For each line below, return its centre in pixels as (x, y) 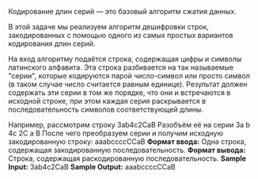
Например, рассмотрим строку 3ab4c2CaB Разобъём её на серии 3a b (129, 125)
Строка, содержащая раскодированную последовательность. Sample (127, 158)
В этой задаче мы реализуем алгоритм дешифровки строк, (109, 27)
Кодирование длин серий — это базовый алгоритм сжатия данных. (123, 11)
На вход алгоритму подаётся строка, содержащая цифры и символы (125, 59)
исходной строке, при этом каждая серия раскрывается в (107, 101)
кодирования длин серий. (52, 44)
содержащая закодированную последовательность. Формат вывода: (127, 150)
